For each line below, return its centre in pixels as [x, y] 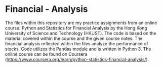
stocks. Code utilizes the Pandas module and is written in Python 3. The [78, 49]
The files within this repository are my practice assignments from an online [81, 23]
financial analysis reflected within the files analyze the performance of [77, 43]
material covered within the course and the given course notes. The [74, 38]
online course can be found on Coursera [46, 54]
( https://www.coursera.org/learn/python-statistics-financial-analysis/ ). [77, 59]
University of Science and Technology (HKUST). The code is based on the [81, 33]
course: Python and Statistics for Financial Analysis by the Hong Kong [76, 28]
